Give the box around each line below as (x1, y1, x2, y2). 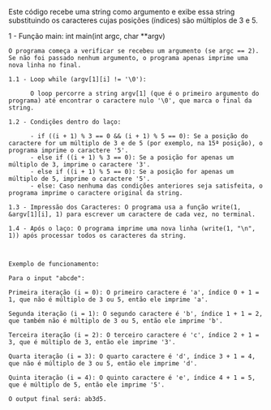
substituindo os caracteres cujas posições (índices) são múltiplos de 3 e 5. (8, 15, 258, 25)
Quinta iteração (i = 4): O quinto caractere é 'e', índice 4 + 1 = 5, (8, 373, 256, 382)
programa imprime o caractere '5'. (8, 146, 129, 154)
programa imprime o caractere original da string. (8, 189, 183, 197)
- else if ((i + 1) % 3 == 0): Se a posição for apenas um (29, 153, 234, 162)
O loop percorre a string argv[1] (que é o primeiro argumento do (29, 89, 260, 97)
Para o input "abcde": (8, 274, 85, 283)
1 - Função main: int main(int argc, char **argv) (8, 32, 166, 41)
